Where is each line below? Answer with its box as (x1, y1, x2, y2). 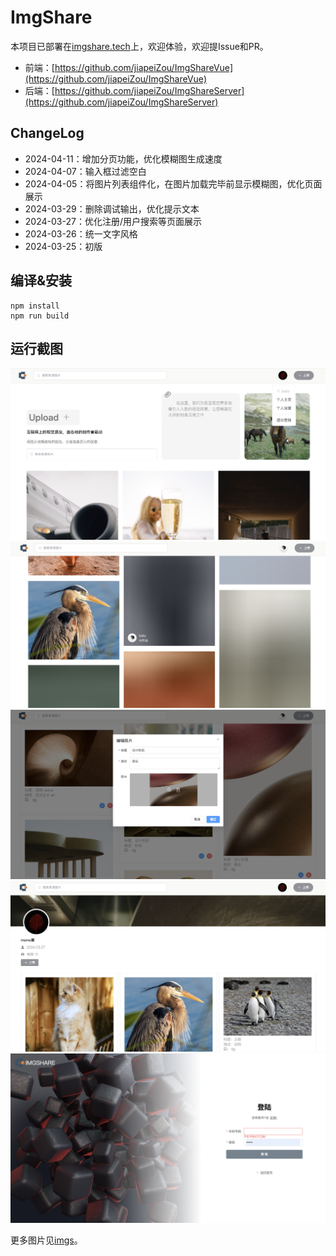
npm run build (10, 311, 70, 321)
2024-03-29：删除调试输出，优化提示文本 (24, 202, 200, 215)
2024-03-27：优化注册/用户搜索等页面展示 (24, 215, 202, 227)
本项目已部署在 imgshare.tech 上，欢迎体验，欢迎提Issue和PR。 (10, 40, 269, 52)
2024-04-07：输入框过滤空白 (24, 165, 147, 177)
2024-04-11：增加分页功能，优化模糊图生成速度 (24, 152, 223, 165)
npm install (10, 301, 60, 311)
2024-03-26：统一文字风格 (24, 227, 138, 240)
